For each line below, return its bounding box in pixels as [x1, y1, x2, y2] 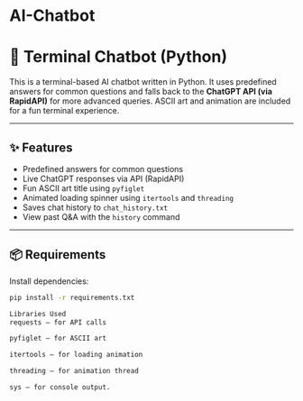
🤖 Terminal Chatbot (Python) [9, 47, 228, 68]
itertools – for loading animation [9, 351, 143, 360]
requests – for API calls [9, 317, 106, 327]
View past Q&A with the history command [22, 211, 180, 222]
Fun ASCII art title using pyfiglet [22, 182, 145, 194]
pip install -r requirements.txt [9, 293, 135, 302]
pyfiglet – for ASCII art [9, 334, 106, 343]
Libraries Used [9, 309, 67, 318]
